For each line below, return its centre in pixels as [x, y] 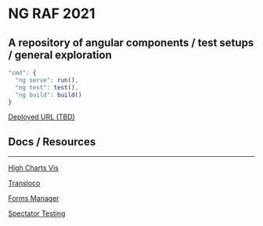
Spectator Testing [37, 213]
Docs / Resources [52, 142]
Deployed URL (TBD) [42, 117]
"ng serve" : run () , [47, 80]
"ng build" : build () [49, 95]
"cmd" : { [22, 73]
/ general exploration [60, 55]
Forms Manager [34, 199]
